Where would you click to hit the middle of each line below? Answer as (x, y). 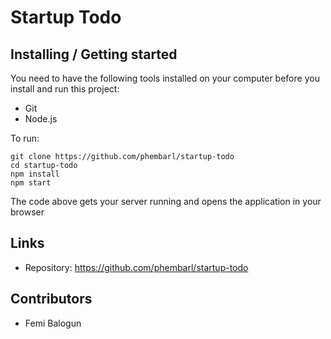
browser (27, 212)
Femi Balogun (53, 323)
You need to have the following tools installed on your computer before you (165, 78)
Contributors (51, 299)
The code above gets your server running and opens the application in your (166, 201)
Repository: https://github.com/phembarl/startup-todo (136, 267)
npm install (35, 174)
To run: (25, 138)
